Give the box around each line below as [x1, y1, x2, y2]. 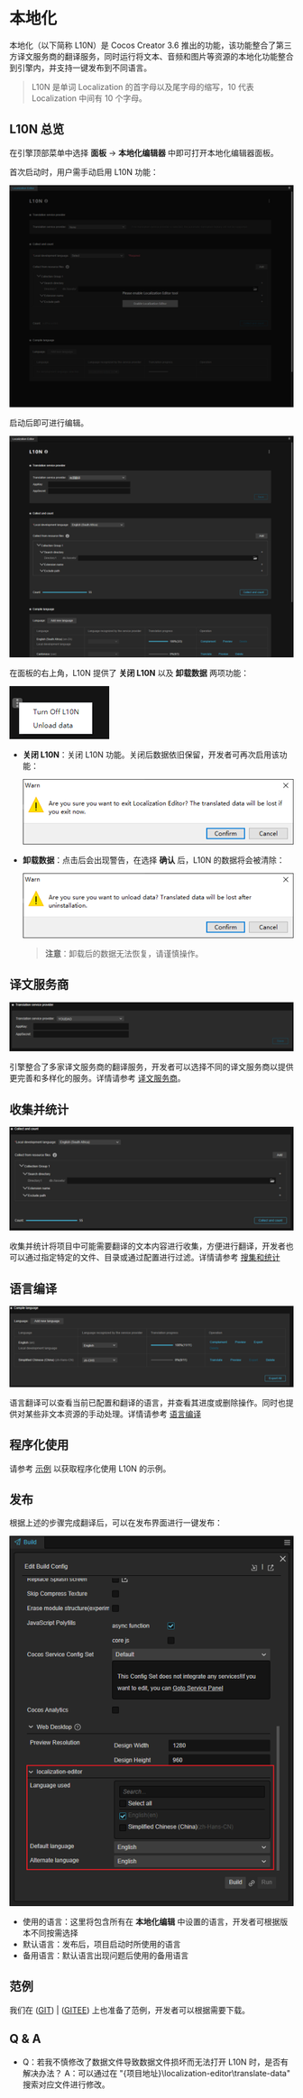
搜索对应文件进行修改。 [22, 2079, 110, 2090]
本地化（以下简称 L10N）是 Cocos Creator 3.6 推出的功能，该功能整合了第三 [9, 40, 292, 50]
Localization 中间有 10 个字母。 [31, 92, 147, 104]
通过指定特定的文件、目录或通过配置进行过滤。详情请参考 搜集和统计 [24, 1252, 280, 1263]
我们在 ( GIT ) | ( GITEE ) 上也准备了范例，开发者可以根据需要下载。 [9, 2004, 251, 2015]
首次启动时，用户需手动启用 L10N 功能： [9, 166, 160, 177]
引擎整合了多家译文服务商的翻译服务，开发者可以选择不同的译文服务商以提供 [9, 1061, 294, 1073]
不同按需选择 [30, 1928, 78, 1938]
